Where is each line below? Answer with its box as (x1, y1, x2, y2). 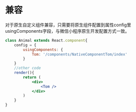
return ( (23, 75, 41, 80)
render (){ (14, 70, 35, 75)
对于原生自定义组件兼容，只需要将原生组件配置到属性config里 (5, 22, 132, 28)
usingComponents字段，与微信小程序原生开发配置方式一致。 (5, 28, 130, 34)
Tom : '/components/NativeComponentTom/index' (31, 52, 128, 57)
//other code (14, 65, 41, 71)
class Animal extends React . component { (5, 38, 88, 43)
